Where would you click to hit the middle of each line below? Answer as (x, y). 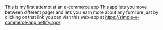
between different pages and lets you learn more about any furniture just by (82, 12)
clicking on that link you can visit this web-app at (54, 17)
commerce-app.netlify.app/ (33, 22)
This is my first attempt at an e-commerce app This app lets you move (76, 7)
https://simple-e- (122, 17)
